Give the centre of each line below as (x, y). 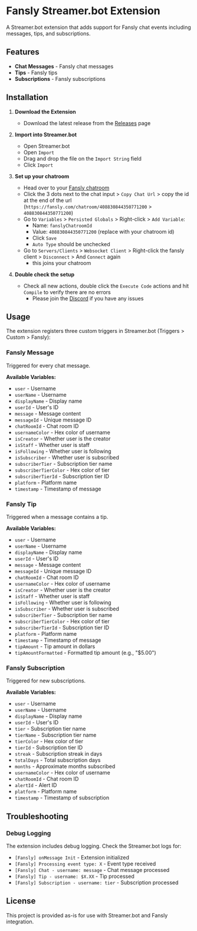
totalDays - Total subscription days (58, 760)
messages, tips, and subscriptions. (48, 33)
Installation (27, 98)
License (21, 901)
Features (23, 52)
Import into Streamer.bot (46, 135)
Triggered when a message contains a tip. (57, 517)
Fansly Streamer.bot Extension (83, 11)
